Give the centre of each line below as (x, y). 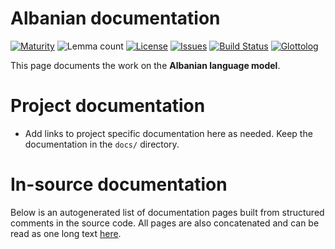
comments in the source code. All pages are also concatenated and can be (165, 223)
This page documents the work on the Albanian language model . (145, 65)
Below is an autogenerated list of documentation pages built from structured (167, 212)
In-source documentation (119, 184)
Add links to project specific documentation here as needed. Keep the (168, 133)
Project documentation (108, 106)
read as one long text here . (66, 233)
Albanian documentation (115, 18)
